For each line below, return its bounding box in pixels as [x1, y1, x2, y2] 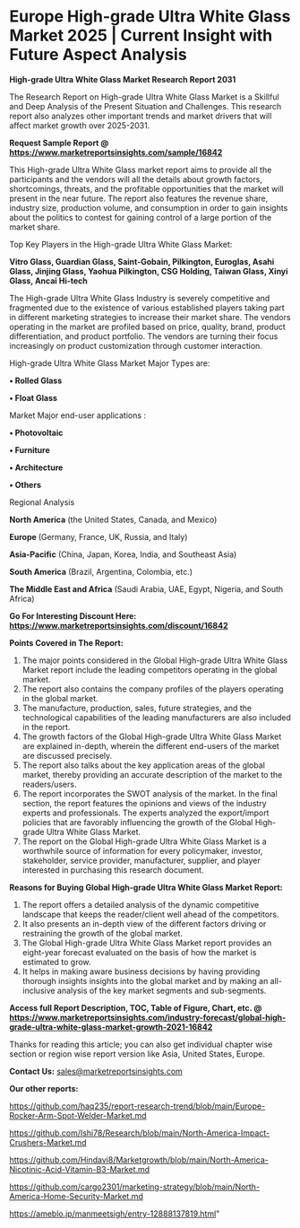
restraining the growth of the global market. [21, 928, 184, 938]
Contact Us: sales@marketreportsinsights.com [9, 1066, 184, 1076]
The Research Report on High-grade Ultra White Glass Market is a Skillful [9, 91, 279, 102]
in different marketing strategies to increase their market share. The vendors [9, 311, 291, 322]
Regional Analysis [9, 496, 75, 508]
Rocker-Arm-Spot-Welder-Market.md [9, 1110, 147, 1120]
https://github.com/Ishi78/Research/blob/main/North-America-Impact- [9, 1128, 270, 1138]
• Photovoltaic [9, 427, 64, 438]
